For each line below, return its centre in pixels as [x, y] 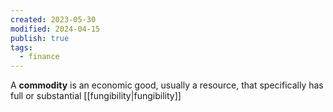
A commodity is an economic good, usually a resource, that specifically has [167, 85]
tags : [21, 47]
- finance [39, 57]
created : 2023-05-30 [53, 19]
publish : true [40, 38]
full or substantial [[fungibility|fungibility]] [96, 96]
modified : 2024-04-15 [55, 29]
